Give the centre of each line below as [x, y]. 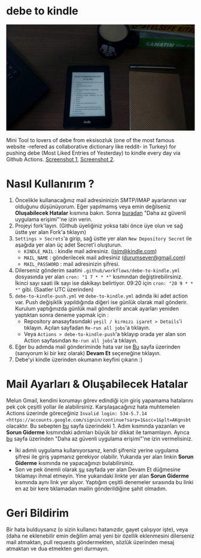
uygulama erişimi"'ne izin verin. [54, 220]
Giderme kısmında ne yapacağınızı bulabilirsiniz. [74, 463]
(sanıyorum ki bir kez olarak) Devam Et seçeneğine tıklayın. [88, 353]
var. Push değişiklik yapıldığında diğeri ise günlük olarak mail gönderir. [101, 302]
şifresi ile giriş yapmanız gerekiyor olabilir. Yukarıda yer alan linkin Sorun [104, 457]
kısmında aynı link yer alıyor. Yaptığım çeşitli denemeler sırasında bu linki [104, 482]
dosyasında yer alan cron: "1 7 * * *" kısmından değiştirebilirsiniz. [99, 277]
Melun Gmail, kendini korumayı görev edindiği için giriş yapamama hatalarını [100, 401]
